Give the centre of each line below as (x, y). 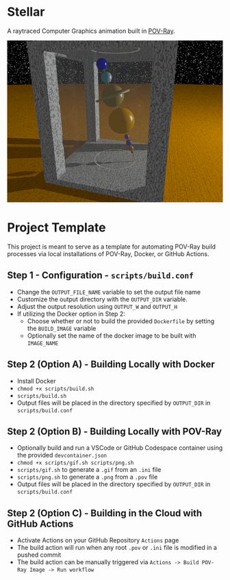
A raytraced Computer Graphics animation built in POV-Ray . (91, 31)
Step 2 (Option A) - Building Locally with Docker (111, 365)
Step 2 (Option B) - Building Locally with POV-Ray (115, 431)
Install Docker (36, 381)
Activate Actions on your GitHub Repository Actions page (98, 540)
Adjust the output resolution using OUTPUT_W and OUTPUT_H (97, 306)
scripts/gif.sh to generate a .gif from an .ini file (89, 470)
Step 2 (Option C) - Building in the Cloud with (105, 513)
